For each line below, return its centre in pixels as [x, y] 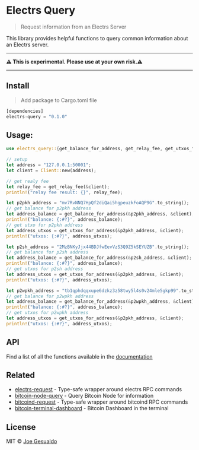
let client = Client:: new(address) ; [51, 170]
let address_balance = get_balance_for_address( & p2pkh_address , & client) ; [100, 214]
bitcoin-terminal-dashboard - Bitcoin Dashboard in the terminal [92, 408]
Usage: [20, 135]
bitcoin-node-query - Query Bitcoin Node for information [84, 396]
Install [18, 86]
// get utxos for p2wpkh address [47, 313]
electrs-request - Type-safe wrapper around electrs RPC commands [98, 389]
